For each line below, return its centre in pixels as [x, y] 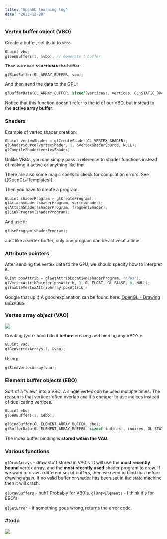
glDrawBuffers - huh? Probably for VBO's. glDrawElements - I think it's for [80, 493]
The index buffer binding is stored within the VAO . [57, 438]
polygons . [15, 302]
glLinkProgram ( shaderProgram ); [38, 212]
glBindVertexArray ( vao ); [31, 368]
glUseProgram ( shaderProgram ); [37, 231]
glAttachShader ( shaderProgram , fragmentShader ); [56, 207]
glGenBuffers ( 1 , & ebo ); [30, 415]
